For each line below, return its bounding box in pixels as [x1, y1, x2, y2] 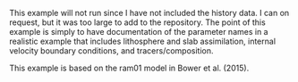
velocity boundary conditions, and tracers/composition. [9, 45, 214, 56]
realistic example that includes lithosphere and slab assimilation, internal [9, 36, 276, 46]
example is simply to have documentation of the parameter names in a [9, 27, 268, 37]
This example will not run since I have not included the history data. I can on [9, 8, 290, 18]
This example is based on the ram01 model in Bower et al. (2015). [9, 62, 250, 73]
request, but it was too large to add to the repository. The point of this [9, 17, 266, 28]
